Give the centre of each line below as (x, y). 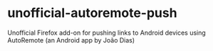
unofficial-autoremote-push (92, 13)
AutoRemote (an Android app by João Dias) (71, 40)
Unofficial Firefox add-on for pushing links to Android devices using (107, 33)
